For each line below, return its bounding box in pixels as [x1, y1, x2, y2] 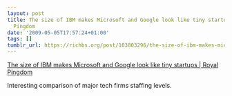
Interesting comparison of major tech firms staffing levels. [7, 82, 172, 89]
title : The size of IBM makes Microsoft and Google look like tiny [7, 16, 206, 23]
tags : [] [7, 36, 32, 43]
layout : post [7, 10, 45, 17]
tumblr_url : [7, 42, 41, 49]
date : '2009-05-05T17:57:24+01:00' [7, 29, 110, 36]
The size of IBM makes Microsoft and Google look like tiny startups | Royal [7, 61, 219, 69]
